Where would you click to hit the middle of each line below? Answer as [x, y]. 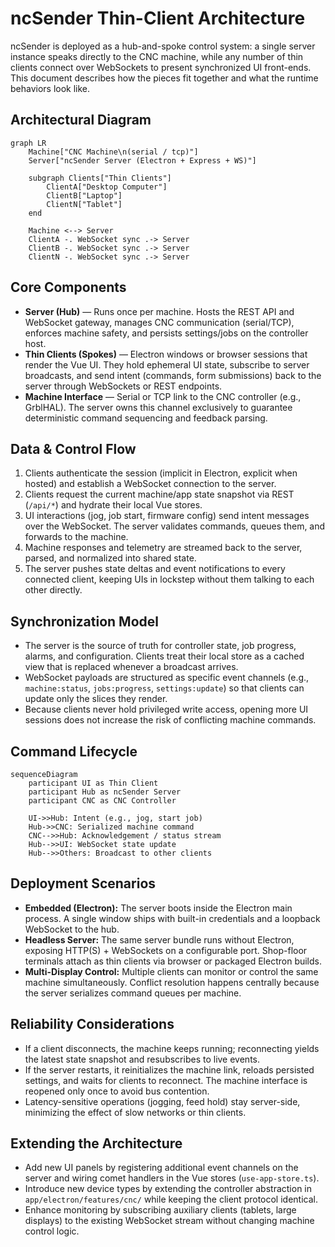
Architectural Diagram [81, 120]
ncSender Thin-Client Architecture [158, 18]
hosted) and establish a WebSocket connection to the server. [150, 484]
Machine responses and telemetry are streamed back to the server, [163, 548]
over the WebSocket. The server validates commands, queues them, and [175, 526]
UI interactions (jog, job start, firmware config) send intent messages [167, 516]
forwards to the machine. [76, 537]
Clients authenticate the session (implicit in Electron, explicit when [161, 473]
